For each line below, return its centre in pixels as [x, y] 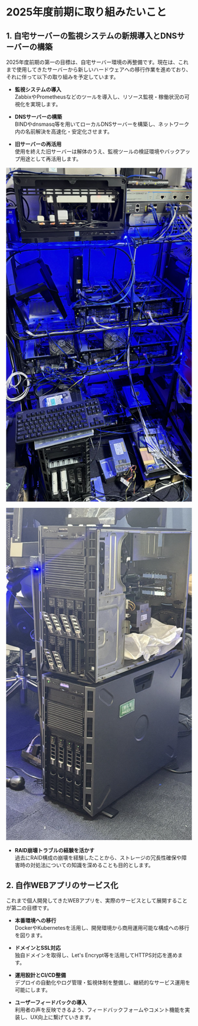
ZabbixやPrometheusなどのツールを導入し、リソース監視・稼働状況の [99, 97]
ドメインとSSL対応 [38, 948]
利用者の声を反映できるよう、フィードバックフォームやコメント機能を [100, 1010]
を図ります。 [30, 935]
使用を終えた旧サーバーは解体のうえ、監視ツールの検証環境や [90, 152]
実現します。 [46, 104]
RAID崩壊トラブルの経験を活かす [55, 850]
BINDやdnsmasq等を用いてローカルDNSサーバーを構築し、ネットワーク [102, 124]
